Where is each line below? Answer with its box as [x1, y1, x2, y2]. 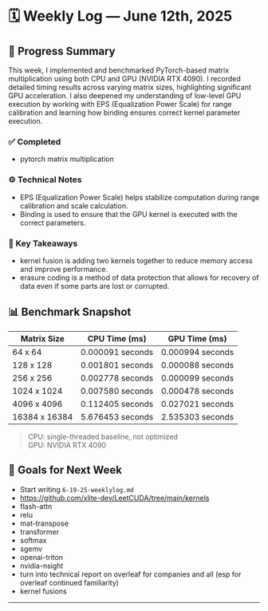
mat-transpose [19, 518, 69, 528]
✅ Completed [8, 136, 61, 147]
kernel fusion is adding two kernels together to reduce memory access [19, 255, 253, 265]
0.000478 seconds [160, 385, 234, 396]
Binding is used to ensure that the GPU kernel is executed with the [19, 209, 238, 219]
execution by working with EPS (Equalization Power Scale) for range [8, 100, 232, 108]
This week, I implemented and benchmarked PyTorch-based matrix [8, 65, 230, 75]
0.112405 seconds [81, 398, 154, 409]
